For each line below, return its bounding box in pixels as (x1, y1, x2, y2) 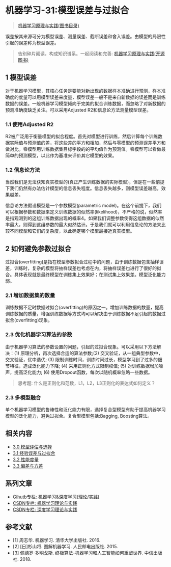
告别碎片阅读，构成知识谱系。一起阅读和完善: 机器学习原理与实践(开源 (17, 50, 165, 57)
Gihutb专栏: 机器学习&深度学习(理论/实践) (12, 494, 100, 500)
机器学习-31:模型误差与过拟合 (5, 5, 129, 16)
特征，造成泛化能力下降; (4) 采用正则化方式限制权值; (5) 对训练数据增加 (9, 363, 159, 369)
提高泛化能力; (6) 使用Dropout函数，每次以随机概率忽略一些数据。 (14, 369, 153, 375)
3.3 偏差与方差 (12, 463, 43, 469)
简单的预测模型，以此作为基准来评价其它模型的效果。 (5, 152, 117, 158)
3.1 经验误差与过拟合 (12, 450, 55, 456)
